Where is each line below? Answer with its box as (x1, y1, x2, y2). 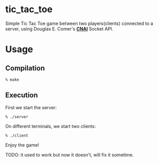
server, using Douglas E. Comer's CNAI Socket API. (5, 25, 114, 31)
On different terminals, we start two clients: (5, 123, 96, 129)
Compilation (5, 63, 45, 72)
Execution (5, 91, 38, 100)
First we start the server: (5, 104, 57, 110)
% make (5, 77, 19, 82)
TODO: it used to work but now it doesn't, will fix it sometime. (5, 151, 134, 158)
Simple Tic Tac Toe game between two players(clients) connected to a (5, 20, 153, 26)
